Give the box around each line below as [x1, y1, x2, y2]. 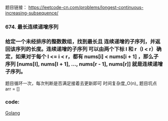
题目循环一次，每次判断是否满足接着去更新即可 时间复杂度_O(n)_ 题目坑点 [5, 80, 157, 86]
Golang [5, 109, 20, 116]
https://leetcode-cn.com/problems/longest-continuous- [28, 4, 144, 10]
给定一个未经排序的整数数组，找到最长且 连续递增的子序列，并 [5, 38, 155, 45]
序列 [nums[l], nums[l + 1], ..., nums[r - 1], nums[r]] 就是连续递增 [5, 60, 163, 67]
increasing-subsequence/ [5, 10, 59, 16]
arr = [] [5, 86, 20, 92]
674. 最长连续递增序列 [5, 23, 59, 30]
